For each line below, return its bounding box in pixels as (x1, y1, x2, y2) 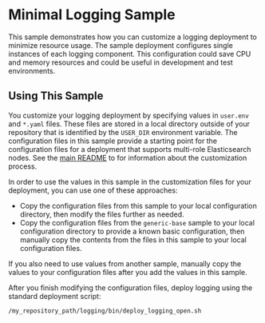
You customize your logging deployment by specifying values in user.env (8, 110, 249, 120)
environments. (8, 66, 56, 75)
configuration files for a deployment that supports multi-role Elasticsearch (8, 144, 251, 154)
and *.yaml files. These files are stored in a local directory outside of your (8, 118, 250, 129)
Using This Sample (8, 90, 104, 103)
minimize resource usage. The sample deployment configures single (8, 40, 233, 50)
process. (8, 161, 38, 171)
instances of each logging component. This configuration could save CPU (8, 49, 251, 58)
